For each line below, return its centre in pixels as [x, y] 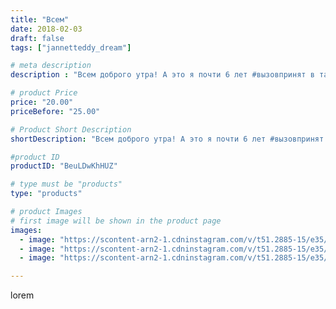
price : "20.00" [42, 102]
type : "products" [46, 194]
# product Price [44, 93]
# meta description [51, 66]
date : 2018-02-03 [46, 29]
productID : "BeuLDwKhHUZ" [64, 166]
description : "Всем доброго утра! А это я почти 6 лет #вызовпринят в [162, 75]
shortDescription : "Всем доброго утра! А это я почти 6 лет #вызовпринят [167, 139]
